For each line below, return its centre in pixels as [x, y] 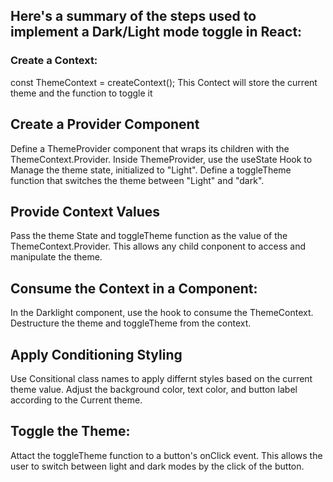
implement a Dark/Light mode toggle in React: [156, 32]
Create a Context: [54, 61]
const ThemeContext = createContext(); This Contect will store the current [164, 82]
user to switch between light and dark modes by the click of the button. [157, 466]
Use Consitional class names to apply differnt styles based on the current [161, 378]
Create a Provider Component [105, 124]
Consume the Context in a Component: [134, 288]
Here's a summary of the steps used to [133, 16]
